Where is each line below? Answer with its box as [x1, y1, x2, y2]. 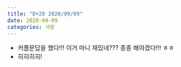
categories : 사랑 [7, 23, 55, 30]
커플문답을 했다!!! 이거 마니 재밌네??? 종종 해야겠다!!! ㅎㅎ [17, 44, 175, 52]
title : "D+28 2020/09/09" [7, 10, 83, 18]
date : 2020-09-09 [7, 17, 58, 24]
